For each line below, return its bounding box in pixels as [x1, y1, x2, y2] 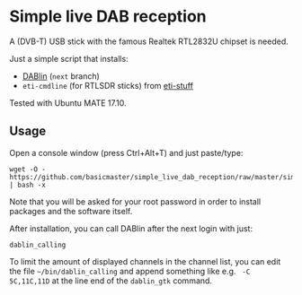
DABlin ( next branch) [22, 70, 101, 82]
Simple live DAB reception [9, 6, 207, 27]
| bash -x [9, 180, 47, 189]
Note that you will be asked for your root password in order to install [9, 195, 262, 207]
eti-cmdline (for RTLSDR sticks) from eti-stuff [22, 80, 193, 91]
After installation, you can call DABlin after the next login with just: [9, 222, 253, 234]
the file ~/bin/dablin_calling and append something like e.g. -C [9, 265, 251, 276]
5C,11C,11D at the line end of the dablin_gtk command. [9, 275, 213, 286]
